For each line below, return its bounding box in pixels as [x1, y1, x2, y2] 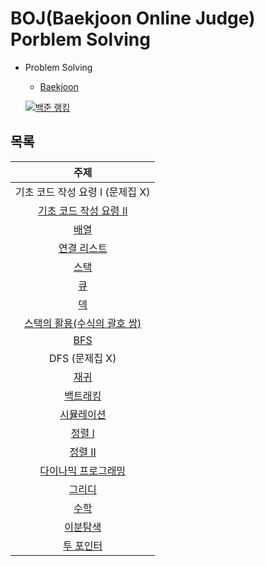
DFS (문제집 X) [48, 351, 117, 365]
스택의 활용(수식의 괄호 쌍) [24, 316, 142, 330]
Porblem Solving [10, 28, 151, 51]
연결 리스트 [58, 241, 108, 255]
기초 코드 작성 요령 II [37, 203, 128, 217]
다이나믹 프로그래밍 [39, 463, 127, 477]
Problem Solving [24, 61, 93, 73]
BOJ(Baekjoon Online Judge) [10, 7, 256, 30]
